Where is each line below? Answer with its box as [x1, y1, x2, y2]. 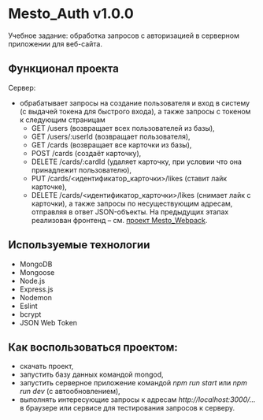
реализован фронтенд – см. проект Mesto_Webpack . [31, 215, 208, 225]
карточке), [31, 182, 67, 191]
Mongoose [19, 267, 55, 277]
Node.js [19, 276, 46, 285]
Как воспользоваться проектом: [8, 340, 179, 354]
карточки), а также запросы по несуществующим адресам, [31, 199, 233, 208]
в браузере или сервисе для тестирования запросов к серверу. [19, 403, 235, 413]
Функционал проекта [8, 62, 120, 76]
